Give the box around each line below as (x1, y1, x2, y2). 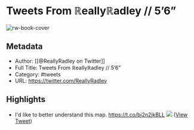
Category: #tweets (14, 70, 61, 78)
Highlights (6, 94, 46, 104)
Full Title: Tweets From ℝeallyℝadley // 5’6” (14, 64, 121, 71)
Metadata (6, 42, 43, 52)
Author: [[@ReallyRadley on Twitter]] (14, 57, 106, 64)
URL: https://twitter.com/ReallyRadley (14, 77, 107, 84)
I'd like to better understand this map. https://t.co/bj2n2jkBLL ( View (14, 111, 188, 118)
